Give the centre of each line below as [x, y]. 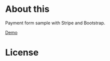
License [22, 53]
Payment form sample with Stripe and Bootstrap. [55, 23]
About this [27, 9]
